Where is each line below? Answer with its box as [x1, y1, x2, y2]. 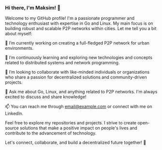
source [5, 125, 19, 131]
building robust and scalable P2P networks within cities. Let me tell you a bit [5, 26, 157, 31]
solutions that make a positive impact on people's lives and [20, 125, 138, 131]
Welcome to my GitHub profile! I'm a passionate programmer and [5, 15, 134, 21]
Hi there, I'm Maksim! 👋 [5, 4, 61, 11]
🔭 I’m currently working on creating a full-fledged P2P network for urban [5, 40, 150, 46]
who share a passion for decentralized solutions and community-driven [5, 75, 147, 80]
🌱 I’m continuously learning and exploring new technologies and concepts [5, 55, 152, 60]
